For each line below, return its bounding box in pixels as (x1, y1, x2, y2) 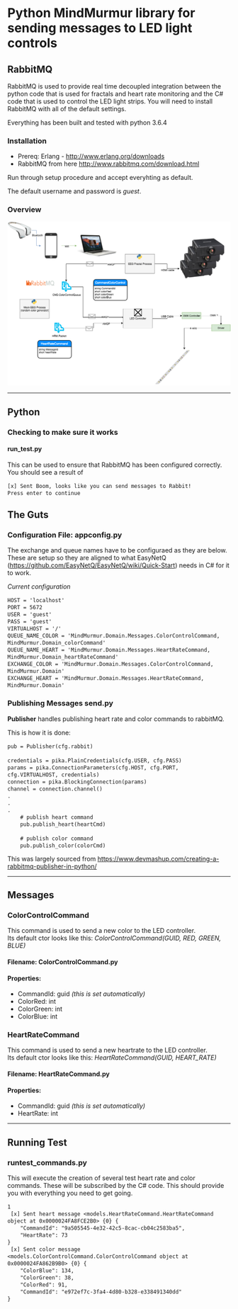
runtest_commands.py (7, 1157, 87, 1167)
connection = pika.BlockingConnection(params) (7, 778, 147, 786)
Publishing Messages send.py (7, 698, 113, 708)
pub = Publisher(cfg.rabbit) (7, 742, 93, 750)
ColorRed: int (17, 997, 57, 1006)
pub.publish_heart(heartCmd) (20, 820, 106, 828)
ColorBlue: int (17, 1012, 58, 1021)
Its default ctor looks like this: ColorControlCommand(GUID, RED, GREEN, (7, 934, 222, 943)
